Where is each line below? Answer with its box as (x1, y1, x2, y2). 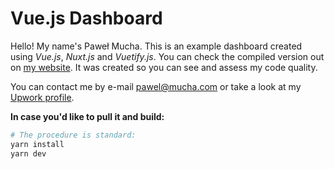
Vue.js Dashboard (10, 7, 163, 30)
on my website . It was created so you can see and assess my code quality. (10, 61, 318, 73)
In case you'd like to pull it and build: (10, 110, 165, 122)
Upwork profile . (10, 91, 75, 103)
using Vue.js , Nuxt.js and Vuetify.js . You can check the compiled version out (10, 50, 325, 62)
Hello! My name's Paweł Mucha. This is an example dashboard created (10, 40, 303, 52)
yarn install (10, 139, 65, 149)
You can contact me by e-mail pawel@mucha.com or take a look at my (10, 80, 302, 92)
